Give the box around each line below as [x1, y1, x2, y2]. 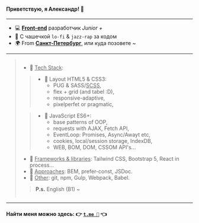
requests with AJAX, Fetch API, [53, 125, 129, 132]
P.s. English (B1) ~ [35, 186, 81, 193]
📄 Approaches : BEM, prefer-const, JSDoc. [29, 168, 133, 175]
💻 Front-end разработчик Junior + [14, 24, 103, 31]
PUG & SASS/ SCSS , [53, 82, 102, 89]
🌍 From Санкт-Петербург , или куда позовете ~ [14, 40, 136, 47]
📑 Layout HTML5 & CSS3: [44, 75, 107, 83]
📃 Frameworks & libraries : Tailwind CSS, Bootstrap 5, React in [29, 155, 179, 163]
